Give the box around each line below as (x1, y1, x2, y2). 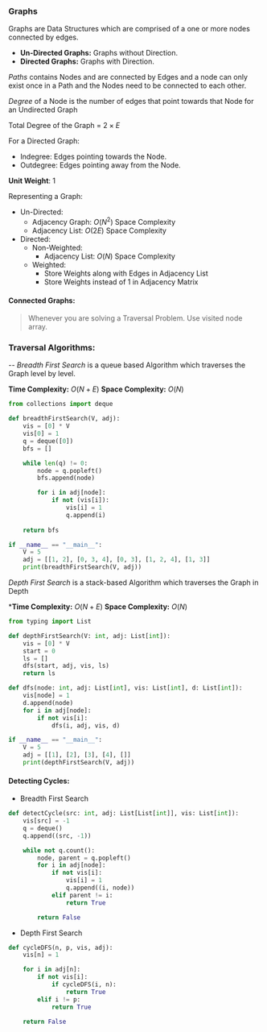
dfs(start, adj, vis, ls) (23, 662, 110, 670)
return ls (23, 669, 56, 678)
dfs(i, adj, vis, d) (51, 721, 121, 730)
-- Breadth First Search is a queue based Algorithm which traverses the (8, 360, 246, 370)
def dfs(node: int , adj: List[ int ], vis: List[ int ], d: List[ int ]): (8, 684, 243, 692)
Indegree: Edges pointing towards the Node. (19, 151, 167, 162)
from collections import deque (8, 400, 113, 408)
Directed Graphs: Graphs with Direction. (19, 56, 155, 66)
